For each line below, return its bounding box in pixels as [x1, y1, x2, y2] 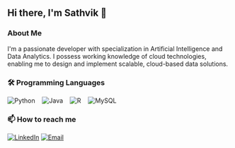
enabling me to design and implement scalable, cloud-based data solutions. [7, 59, 229, 68]
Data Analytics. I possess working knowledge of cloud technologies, [7, 52, 207, 60]
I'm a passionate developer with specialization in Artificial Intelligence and [7, 44, 223, 53]
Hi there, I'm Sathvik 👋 [7, 7, 108, 19]
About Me [7, 28, 42, 38]
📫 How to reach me [7, 114, 76, 124]
